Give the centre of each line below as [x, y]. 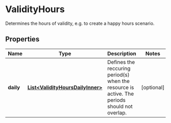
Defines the [121, 62]
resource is [121, 87]
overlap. [117, 112]
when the [118, 81]
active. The [120, 94]
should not [120, 106]
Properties [22, 39]
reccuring [119, 68]
